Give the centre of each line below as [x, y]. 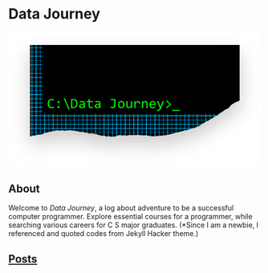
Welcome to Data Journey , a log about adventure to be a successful [121, 208]
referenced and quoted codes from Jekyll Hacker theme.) [104, 234]
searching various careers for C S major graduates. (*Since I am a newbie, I [134, 225]
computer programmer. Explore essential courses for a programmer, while [130, 217]
